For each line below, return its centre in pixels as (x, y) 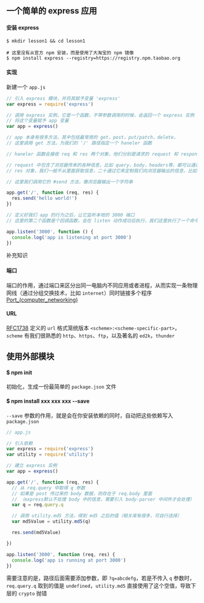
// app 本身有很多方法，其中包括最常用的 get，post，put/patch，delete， (92, 138)
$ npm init (19, 372)
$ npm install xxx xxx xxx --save (48, 401)
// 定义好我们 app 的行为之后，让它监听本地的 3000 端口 (71, 215)
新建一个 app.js (26, 86)
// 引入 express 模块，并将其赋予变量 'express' (63, 98)
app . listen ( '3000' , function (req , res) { (61, 554)
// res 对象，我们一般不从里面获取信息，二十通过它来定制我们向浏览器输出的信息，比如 (102, 171)
